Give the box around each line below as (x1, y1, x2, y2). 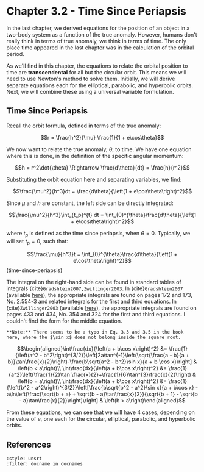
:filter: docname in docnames (6, 461, 83, 467)
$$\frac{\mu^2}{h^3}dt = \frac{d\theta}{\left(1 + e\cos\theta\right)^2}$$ (12, 187, 192, 195)
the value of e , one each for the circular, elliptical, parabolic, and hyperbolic (6, 415, 196, 423)
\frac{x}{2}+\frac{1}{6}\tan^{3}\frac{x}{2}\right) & (71, 371, 196, 379)
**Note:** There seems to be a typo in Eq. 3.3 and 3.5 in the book (6, 329, 184, 335)
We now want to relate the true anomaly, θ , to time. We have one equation (6, 145, 192, 153)
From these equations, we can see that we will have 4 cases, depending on (6, 409, 195, 416)
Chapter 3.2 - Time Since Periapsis (6, 4, 187, 18)
